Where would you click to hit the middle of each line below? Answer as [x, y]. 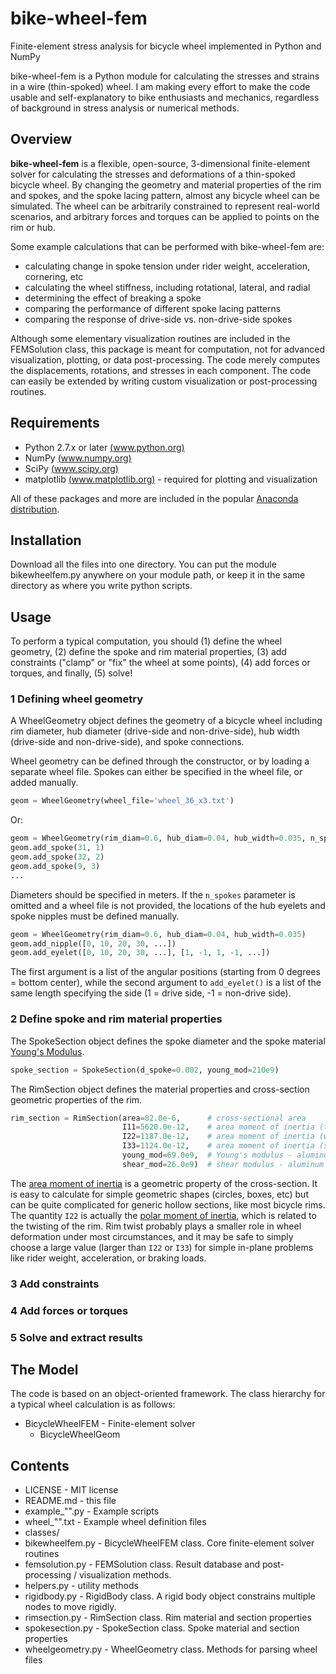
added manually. [44, 783]
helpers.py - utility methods [81, 1586]
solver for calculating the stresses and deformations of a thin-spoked [153, 174]
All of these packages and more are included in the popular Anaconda [154, 498]
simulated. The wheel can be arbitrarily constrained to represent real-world [165, 206]
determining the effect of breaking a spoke [113, 298]
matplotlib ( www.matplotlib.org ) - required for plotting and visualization [171, 479]
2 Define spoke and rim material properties [116, 1019]
